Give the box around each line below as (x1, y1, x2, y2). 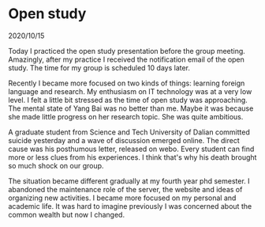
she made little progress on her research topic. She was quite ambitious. (8, 112, 244, 121)
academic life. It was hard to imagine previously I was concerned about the (8, 201, 252, 210)
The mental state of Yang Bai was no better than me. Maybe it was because (8, 104, 254, 113)
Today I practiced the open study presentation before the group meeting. (8, 46, 246, 55)
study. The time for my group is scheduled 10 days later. (8, 62, 191, 72)
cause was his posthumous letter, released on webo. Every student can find (8, 144, 255, 153)
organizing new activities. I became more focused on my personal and (8, 193, 237, 202)
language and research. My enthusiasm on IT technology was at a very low (8, 86, 252, 96)
